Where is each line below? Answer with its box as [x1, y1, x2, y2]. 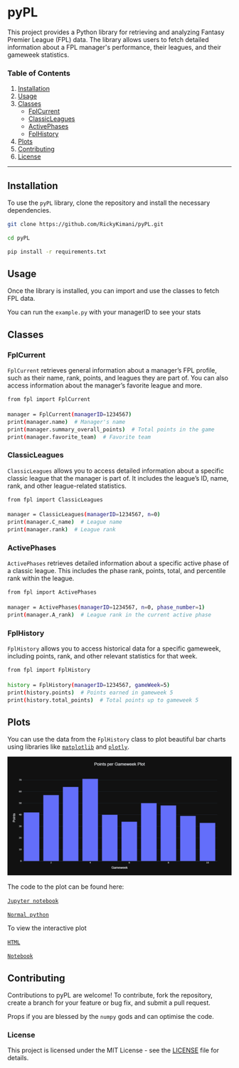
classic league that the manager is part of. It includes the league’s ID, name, [7, 474, 229, 482]
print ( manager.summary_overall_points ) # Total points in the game [7, 426, 215, 433]
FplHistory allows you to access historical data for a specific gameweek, [7, 644, 221, 653]
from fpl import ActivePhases [7, 589, 97, 596]
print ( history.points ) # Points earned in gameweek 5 [7, 689, 174, 696]
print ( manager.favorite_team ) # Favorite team [7, 433, 152, 441]
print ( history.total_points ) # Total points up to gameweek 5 [7, 696, 199, 704]
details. [7, 1054, 29, 1062]
